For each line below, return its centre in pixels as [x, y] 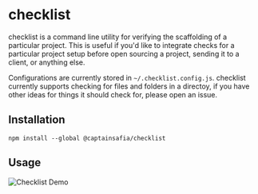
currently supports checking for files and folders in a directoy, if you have [129, 86]
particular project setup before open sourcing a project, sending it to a [124, 53]
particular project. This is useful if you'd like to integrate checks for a [121, 45]
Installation [37, 120]
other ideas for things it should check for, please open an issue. [113, 94]
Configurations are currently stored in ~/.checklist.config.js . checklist [127, 77]
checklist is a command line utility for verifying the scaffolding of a [118, 37]
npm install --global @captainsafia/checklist [87, 138]
